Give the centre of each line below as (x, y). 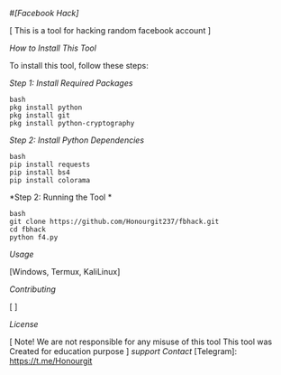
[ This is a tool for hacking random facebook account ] (110, 30)
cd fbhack (28, 230)
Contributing (33, 289)
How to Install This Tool (53, 48)
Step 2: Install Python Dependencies (77, 140)
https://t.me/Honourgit (51, 361)
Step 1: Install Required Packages (71, 83)
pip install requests (50, 164)
